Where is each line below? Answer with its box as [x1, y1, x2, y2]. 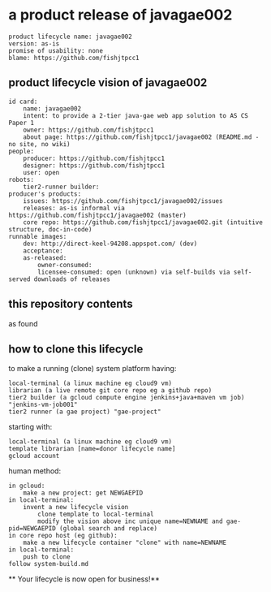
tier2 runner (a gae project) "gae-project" [8, 408, 161, 416]
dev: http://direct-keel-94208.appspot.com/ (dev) [23, 240, 198, 248]
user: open [23, 168, 60, 176]
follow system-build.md [8, 560, 89, 568]
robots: [8, 175, 35, 184]
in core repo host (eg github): [8, 532, 118, 540]
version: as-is [8, 39, 60, 48]
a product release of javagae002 [8, 6, 233, 24]
